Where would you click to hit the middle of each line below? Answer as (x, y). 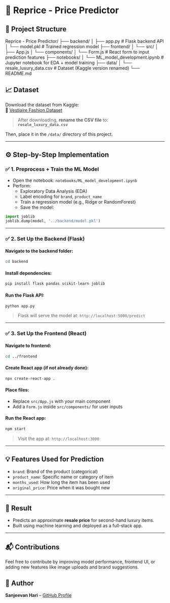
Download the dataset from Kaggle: (42, 105)
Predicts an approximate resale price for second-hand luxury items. (83, 520)
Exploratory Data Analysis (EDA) (54, 191)
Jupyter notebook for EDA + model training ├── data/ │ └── (69, 63)
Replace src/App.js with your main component (61, 401)
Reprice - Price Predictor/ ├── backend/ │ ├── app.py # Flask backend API (85, 41)
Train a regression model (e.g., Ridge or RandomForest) (78, 202)
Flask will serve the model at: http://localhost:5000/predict (81, 315)
